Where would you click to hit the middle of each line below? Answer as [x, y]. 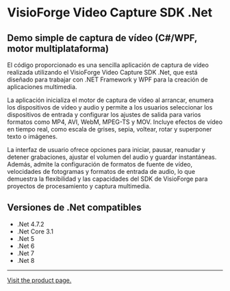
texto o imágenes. [33, 136]
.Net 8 [26, 260]
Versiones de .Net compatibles [74, 208]
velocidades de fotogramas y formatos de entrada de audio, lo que [101, 172]
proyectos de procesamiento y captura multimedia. [79, 186]
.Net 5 [26, 238]
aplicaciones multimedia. [42, 87]
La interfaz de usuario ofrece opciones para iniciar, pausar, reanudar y [106, 150]
